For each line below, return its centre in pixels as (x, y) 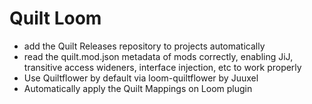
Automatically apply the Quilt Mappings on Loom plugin (138, 88)
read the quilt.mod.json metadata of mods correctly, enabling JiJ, (158, 56)
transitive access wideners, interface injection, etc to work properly (162, 67)
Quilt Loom (55, 18)
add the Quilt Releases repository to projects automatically (144, 46)
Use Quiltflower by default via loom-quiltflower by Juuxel (141, 78)
